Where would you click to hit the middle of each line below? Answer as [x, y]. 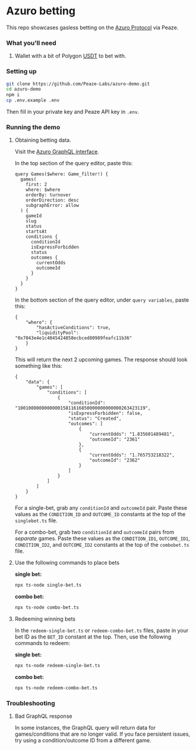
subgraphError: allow [52, 206]
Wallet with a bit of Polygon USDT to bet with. [70, 56]
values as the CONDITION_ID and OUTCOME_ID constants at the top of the [100, 515]
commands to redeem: [42, 643]
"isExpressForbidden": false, [105, 413]
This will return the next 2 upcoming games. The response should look [101, 359]
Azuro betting [41, 11]
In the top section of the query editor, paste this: [74, 163]
